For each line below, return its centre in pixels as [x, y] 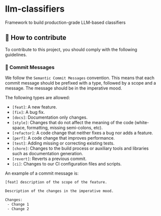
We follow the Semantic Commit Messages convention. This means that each [80, 78]
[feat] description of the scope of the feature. [56, 182]
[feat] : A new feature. [34, 107]
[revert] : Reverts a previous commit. [49, 159]
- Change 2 [18, 209]
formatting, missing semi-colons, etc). [64, 128]
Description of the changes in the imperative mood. [59, 191]
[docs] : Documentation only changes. [50, 117]
